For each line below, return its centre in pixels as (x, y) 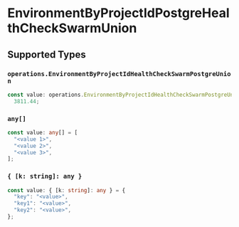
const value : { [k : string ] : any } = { (67, 190)
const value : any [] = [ (43, 132)
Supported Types (47, 54)
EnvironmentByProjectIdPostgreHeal (118, 13)
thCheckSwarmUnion (72, 28)
